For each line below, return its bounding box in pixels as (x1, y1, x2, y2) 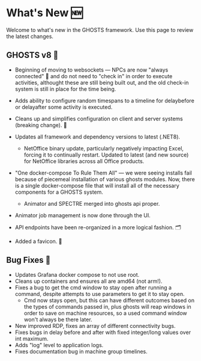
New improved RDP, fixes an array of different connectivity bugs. (14, 322, 176, 329)
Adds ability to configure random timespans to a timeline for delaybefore (14, 97, 195, 104)
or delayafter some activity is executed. (14, 103, 113, 111)
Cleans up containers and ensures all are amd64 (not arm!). (14, 277, 163, 285)
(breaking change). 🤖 (14, 121, 67, 129)
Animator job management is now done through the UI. (14, 211, 151, 219)
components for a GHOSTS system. (14, 188, 104, 196)
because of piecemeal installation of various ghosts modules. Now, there (14, 175, 195, 183)
